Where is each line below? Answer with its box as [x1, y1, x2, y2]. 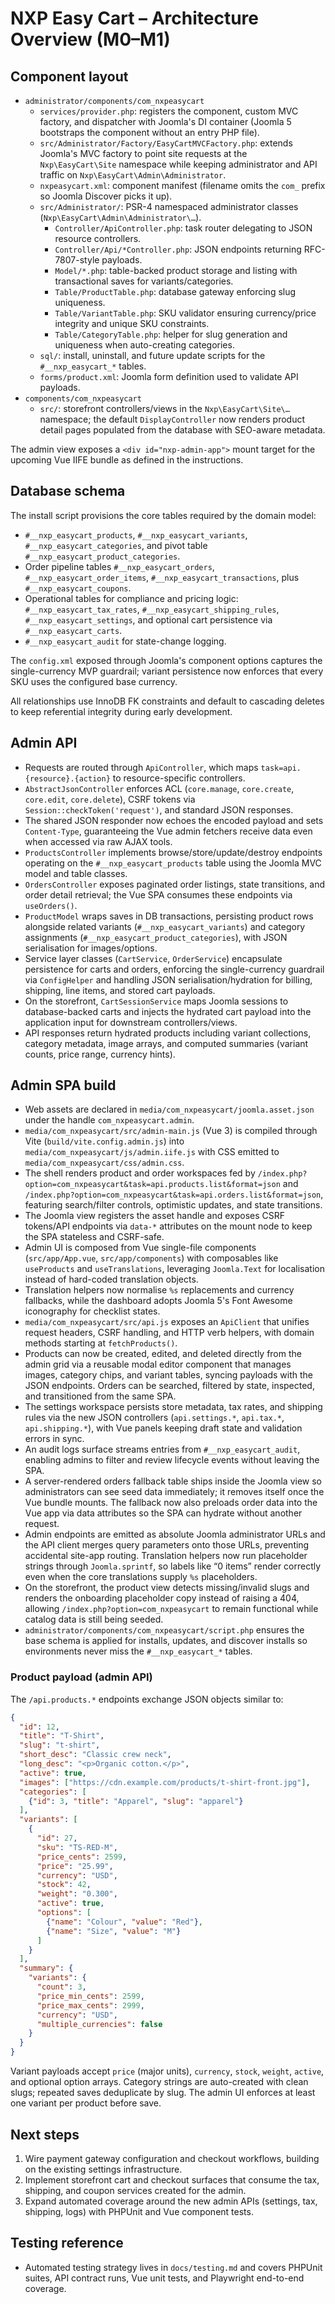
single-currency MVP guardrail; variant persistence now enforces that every [10, 665, 324, 677]
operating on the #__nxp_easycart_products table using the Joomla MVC [24, 857, 322, 869]
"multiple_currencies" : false [36, 2019, 163, 2029]
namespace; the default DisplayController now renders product [39, 413, 306, 425]
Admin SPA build [10, 1077, 117, 1094]
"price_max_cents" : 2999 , [36, 2000, 145, 2011]
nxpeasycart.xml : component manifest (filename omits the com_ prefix [39, 180, 326, 191]
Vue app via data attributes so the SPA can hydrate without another [24, 1507, 303, 1519]
